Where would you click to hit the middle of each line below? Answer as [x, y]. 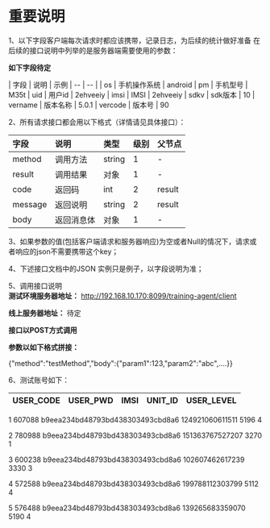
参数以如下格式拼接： [44, 347]
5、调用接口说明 [35, 285]
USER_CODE [36, 400]
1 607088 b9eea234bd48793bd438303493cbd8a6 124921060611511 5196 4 [135, 419]
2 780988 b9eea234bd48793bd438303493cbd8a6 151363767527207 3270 [135, 435]
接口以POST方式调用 [43, 330]
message [30, 204]
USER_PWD [91, 400]
